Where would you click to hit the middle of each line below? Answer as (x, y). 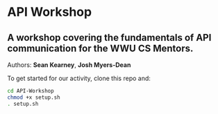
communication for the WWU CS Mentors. (100, 48)
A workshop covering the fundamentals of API (109, 38)
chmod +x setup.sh (34, 97)
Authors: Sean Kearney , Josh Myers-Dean (69, 65)
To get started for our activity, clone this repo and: (79, 78)
